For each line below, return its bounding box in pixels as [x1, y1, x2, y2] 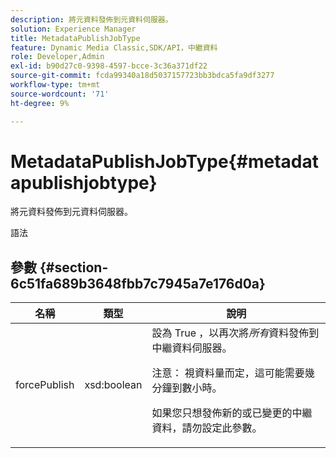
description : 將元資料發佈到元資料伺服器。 [10, 14, 173, 25]
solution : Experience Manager [10, 24, 137, 34]
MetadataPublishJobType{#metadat [10, 150, 319, 173]
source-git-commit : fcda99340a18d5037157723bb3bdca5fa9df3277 [10, 71, 275, 81]
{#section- [39, 259, 109, 276]
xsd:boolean [84, 378, 143, 392]
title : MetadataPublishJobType [10, 33, 141, 43]
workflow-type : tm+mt [10, 80, 101, 90]
